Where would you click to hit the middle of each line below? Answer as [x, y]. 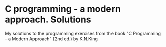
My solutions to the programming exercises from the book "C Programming [83, 33]
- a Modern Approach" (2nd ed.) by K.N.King [51, 39]
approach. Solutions [48, 20]
